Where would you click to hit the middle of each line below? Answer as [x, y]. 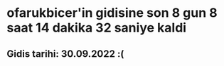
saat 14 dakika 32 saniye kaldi [96, 28]
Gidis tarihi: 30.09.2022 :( [65, 54]
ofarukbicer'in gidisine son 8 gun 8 [112, 13]
